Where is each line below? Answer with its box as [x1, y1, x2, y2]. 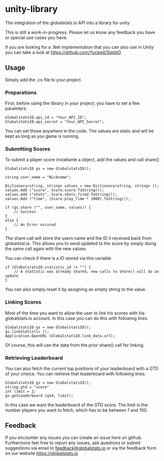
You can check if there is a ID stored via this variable [5, 255, 111, 261]
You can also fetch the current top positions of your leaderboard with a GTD [5, 365, 159, 371]
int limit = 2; [5, 389, 36, 394]
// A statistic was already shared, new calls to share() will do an [14, 269, 160, 274]
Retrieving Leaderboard [5, 354, 63, 361]
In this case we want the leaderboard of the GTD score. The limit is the [5, 402, 148, 408]
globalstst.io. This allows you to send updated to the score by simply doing [5, 241, 157, 247]
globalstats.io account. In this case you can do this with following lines [5, 315, 148, 321]
